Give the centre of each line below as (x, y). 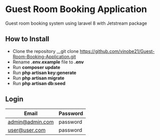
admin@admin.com (31, 122)
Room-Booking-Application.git (44, 56)
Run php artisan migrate (38, 78)
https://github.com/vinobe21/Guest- (117, 51)
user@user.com (27, 130)
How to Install (27, 39)
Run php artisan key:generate (45, 73)
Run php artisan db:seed (39, 83)
